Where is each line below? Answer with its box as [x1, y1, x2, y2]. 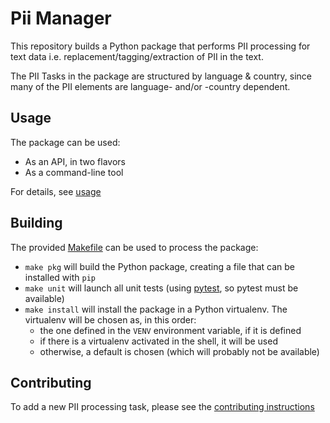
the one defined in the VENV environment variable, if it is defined [39, 324, 302, 336]
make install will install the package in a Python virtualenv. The [24, 303, 288, 315]
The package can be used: [10, 136, 121, 148]
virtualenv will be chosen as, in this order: [24, 313, 197, 326]
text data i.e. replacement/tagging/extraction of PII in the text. [10, 50, 264, 62]
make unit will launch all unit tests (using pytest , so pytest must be [24, 282, 299, 294]
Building [10, 215, 63, 232]
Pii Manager [10, 7, 112, 30]
